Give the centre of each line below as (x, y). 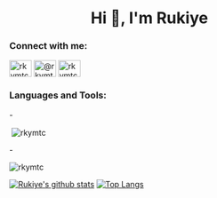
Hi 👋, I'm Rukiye (149, 18)
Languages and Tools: (58, 95)
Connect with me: (48, 46)
